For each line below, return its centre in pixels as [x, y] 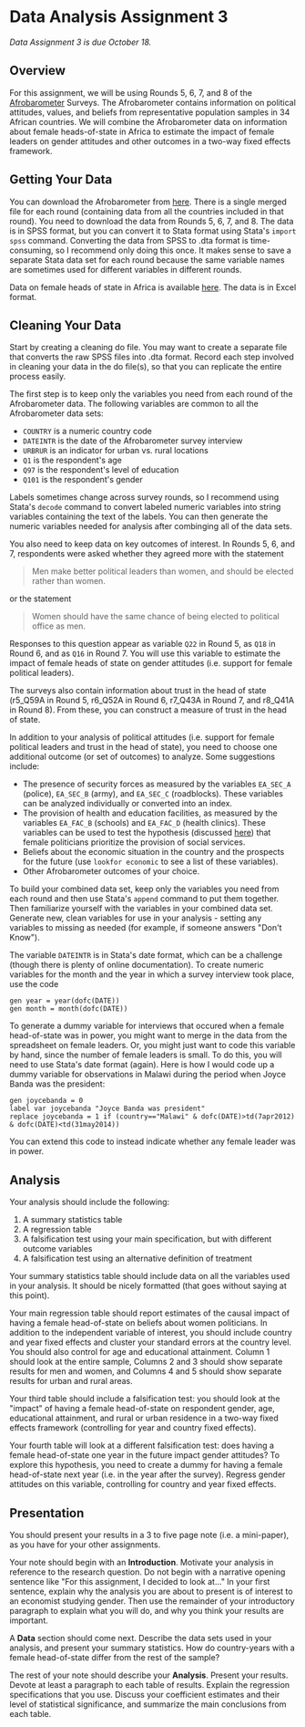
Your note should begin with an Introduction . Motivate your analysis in [142, 1562]
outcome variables [57, 1249]
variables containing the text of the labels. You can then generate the [139, 516]
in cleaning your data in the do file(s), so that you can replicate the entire [146, 367]
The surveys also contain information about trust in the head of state [138, 691]
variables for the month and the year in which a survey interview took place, [152, 974]
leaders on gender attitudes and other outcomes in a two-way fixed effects [150, 141]
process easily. [38, 377]
